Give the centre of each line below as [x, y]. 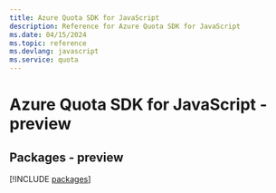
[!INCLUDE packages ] [50, 179]
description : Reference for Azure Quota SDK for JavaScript [125, 26]
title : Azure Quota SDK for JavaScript [85, 18]
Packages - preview [67, 157]
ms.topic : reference [48, 43]
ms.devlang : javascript [54, 52]
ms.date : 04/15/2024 [48, 34]
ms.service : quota [44, 60]
